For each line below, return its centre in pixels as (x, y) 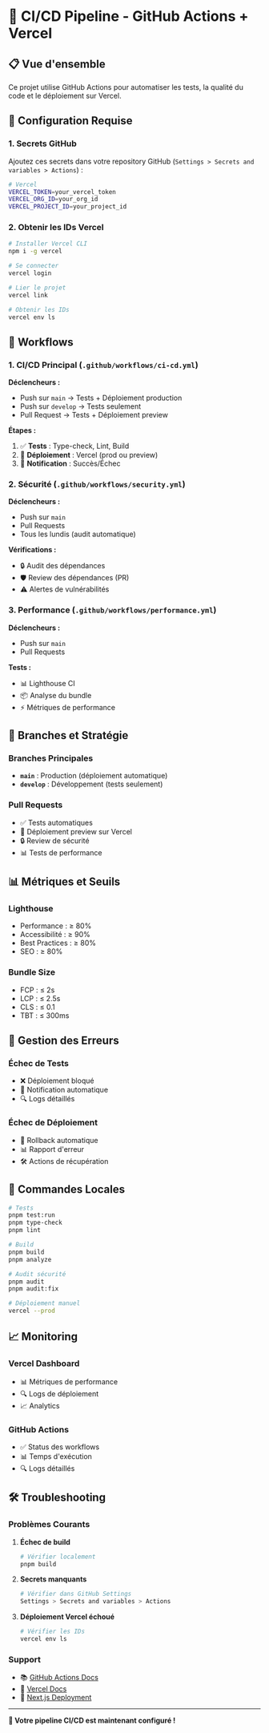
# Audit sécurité (37, 1274)
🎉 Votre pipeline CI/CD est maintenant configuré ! (92, 1721)
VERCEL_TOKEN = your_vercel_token (62, 192)
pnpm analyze (30, 1259)
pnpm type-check (35, 1223)
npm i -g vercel (35, 252)
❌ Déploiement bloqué (57, 1081)
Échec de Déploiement (53, 1123)
